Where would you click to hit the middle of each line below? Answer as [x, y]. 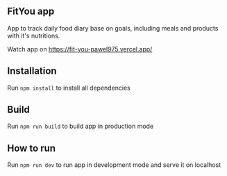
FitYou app [31, 11]
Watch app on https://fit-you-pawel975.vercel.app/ [80, 49]
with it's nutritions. [34, 35]
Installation [32, 71]
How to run [32, 148]
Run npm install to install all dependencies [69, 88]
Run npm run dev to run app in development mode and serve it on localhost [114, 165]
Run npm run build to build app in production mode [81, 126]
